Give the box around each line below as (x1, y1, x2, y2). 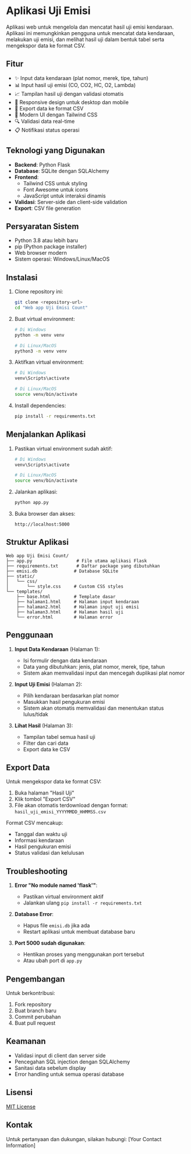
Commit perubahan (14, 1013, 61, 1021)
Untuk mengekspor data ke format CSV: (6, 778, 102, 785)
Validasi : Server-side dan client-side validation (14, 198, 128, 205)
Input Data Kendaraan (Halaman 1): (14, 645, 100, 652)
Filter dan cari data (23, 740, 69, 747)
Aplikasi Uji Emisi (6, 4, 91, 18)
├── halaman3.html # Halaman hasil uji (16, 609, 124, 615)
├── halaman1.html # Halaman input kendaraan (16, 599, 140, 604)
